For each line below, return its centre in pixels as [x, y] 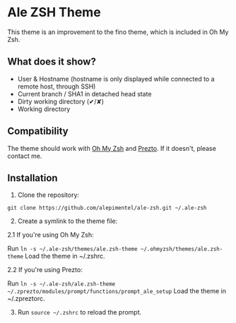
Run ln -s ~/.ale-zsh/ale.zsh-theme [61, 283]
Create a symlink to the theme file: [67, 221]
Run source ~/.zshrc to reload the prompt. [79, 312]
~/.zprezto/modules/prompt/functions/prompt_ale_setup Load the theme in [117, 291]
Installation [33, 178]
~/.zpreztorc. [26, 299]
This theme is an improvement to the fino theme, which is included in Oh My [118, 32]
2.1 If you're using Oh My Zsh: [51, 235]
